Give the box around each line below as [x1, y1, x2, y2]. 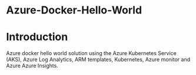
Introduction [6, 30, 68, 44]
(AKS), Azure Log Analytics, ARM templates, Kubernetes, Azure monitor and [6, 56, 191, 63]
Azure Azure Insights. [6, 62, 59, 69]
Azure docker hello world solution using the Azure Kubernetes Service [6, 50, 177, 57]
